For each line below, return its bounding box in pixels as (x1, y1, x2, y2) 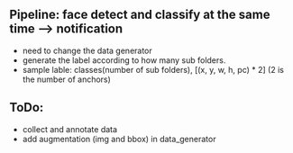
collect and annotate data (22, 123, 118, 134)
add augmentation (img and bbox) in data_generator (22, 133, 216, 144)
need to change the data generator (22, 45, 153, 56)
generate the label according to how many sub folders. (22, 54, 226, 66)
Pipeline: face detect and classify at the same (9, 7, 270, 22)
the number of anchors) (22, 74, 111, 85)
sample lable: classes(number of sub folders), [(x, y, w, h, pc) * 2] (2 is (22, 64, 284, 75)
